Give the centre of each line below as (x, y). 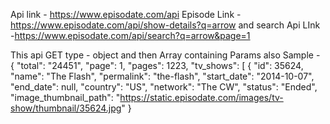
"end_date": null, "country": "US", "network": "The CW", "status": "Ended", (164, 87)
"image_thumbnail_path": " (65, 97)
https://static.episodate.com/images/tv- (201, 97)
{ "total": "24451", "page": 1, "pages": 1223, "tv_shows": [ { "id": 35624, (157, 65)
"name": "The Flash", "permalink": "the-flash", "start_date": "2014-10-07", (162, 76)
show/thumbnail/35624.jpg (66, 108)
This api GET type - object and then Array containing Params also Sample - (165, 55)
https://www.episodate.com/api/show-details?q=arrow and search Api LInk (165, 25)
